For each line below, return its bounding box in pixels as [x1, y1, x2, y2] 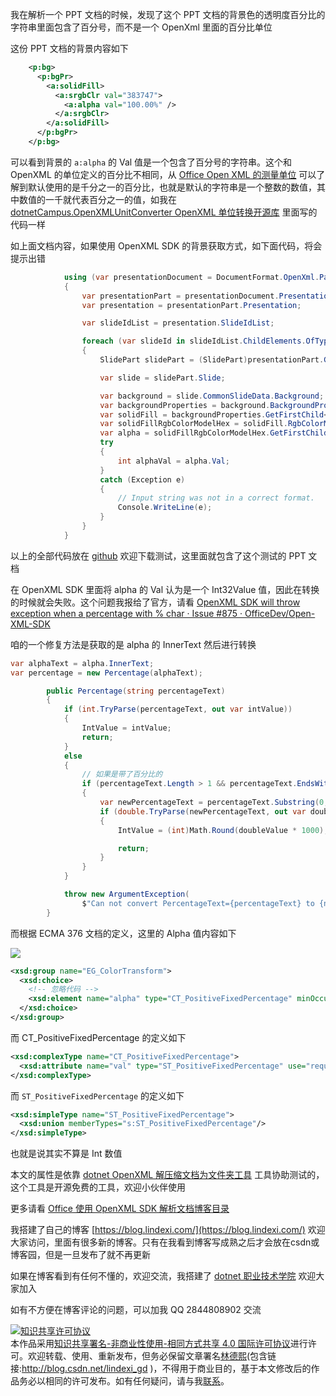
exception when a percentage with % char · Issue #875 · [10, 607, 243, 619]
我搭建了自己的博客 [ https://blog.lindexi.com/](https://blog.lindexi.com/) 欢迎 [10, 1224, 326, 1236]
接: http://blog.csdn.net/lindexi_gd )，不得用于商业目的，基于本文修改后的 [10, 1363, 312, 1375]
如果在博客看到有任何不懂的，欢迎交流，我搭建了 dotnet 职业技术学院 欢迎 [10, 1270, 317, 1282]
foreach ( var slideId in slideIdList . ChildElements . [81, 336, 307, 347]
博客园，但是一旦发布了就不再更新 [10, 1249, 151, 1261]
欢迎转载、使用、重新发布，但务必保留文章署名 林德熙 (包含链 [27, 1350, 277, 1362]
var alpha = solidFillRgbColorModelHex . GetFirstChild [99, 428, 329, 438]
